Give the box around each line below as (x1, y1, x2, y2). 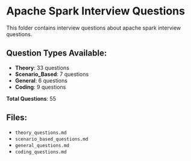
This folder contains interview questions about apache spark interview (6, 24, 181, 31)
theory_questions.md (14, 130, 67, 136)
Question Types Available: (6, 48, 107, 58)
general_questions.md (14, 142, 69, 148)
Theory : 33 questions (14, 64, 69, 71)
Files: (6, 113, 27, 123)
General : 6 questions (14, 77, 68, 84)
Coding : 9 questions (14, 83, 66, 90)
